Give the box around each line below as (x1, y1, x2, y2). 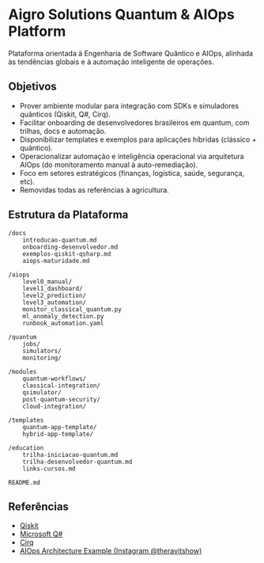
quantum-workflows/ (22, 375, 87, 382)
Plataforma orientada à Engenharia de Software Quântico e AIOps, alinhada (8, 48, 254, 58)
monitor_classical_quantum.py (22, 305, 123, 314)
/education (8, 443, 44, 452)
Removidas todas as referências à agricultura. (19, 184, 170, 195)
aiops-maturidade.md (22, 257, 90, 264)
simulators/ (22, 347, 62, 355)
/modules (8, 367, 37, 375)
